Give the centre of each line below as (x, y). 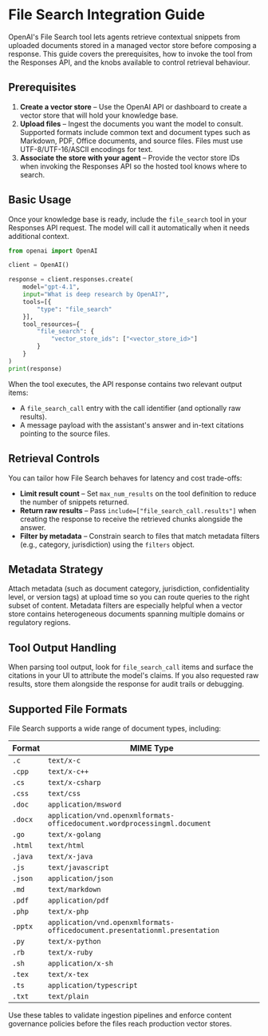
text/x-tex (68, 974)
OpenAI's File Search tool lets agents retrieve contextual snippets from (124, 37)
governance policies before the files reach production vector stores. (120, 1023)
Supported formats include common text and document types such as (135, 132)
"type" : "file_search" (75, 309)
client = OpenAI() (39, 265)
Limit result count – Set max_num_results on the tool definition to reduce (138, 493)
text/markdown (74, 889)
